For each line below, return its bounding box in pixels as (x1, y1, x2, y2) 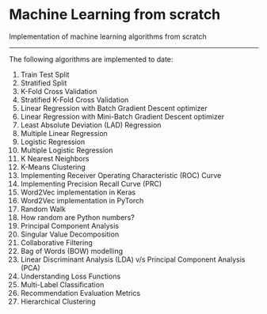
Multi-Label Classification (20, 279, 105, 289)
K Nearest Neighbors (20, 153, 90, 163)
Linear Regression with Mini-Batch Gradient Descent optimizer (20, 112, 225, 121)
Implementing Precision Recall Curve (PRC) (20, 179, 162, 188)
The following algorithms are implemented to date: (9, 54, 174, 64)
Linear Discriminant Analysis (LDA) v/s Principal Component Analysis (20, 255, 246, 264)
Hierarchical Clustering (20, 297, 96, 306)
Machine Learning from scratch (9, 6, 221, 24)
